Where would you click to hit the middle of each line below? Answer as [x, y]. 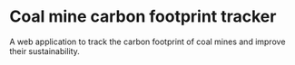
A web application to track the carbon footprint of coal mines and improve [147, 42]
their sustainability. [44, 51]
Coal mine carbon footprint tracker [143, 17]
